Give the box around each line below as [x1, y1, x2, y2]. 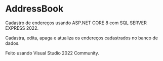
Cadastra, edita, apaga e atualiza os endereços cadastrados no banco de [5, 35, 158, 41]
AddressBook [5, 3, 64, 15]
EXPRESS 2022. [5, 25, 39, 31]
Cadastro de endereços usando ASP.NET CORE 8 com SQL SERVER [5, 20, 147, 26]
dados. [5, 40, 20, 46]
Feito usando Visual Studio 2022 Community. [5, 50, 100, 56]
